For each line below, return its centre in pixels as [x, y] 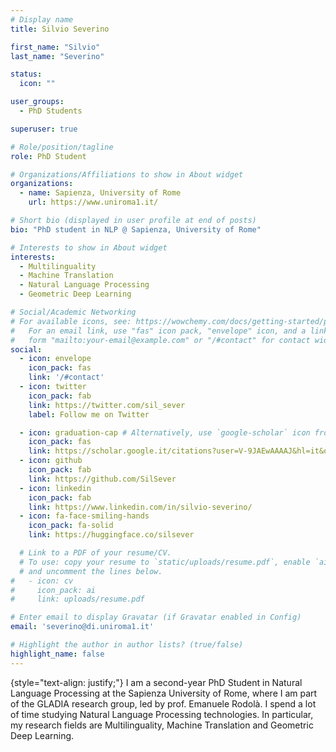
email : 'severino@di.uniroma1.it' [82, 627]
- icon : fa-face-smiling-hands [84, 516]
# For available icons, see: [71, 321]
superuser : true [44, 129]
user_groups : [37, 102]
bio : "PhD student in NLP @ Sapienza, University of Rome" [136, 229]
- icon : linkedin [55, 488]
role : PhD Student [48, 156]
